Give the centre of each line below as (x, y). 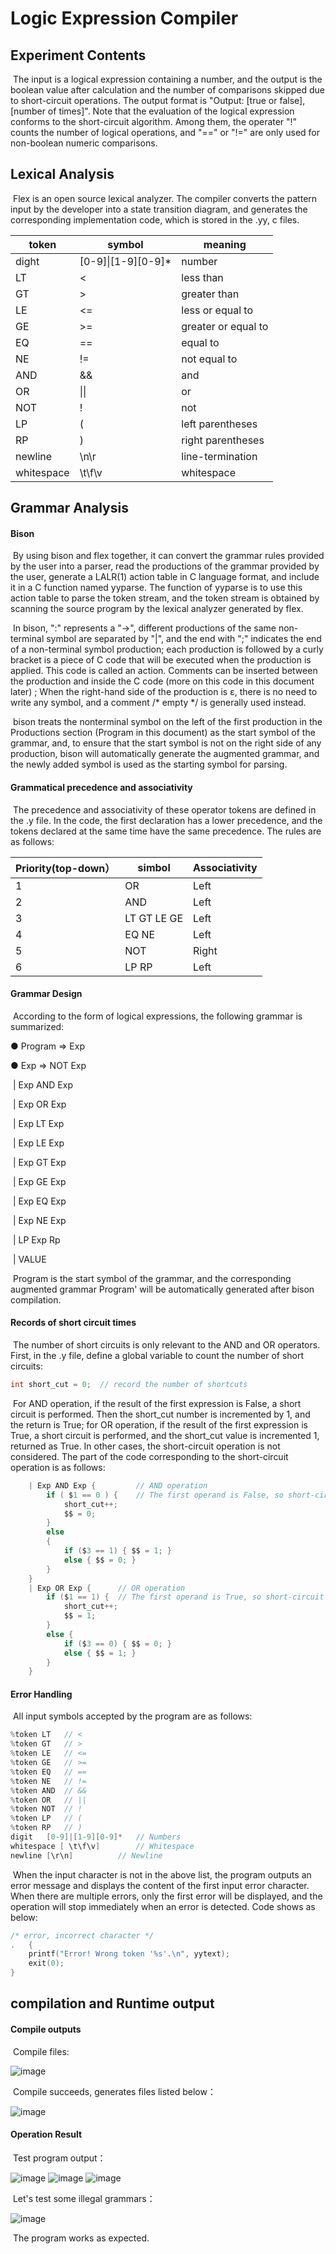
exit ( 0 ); (46, 1963)
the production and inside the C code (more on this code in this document (162, 681)
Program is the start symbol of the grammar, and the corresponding (152, 1278)
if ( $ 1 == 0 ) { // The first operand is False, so (165, 1495)
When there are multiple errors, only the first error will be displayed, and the (166, 1896)
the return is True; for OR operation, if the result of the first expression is (159, 1424)
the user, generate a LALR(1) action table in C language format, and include (165, 577)
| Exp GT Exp (39, 1162)
